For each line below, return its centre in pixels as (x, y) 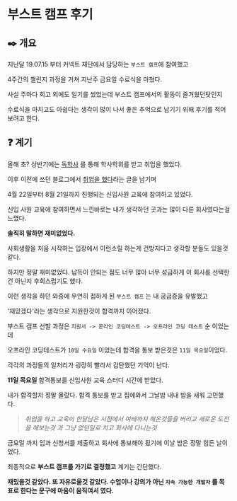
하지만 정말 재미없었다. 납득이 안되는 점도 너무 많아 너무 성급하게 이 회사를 (109, 272)
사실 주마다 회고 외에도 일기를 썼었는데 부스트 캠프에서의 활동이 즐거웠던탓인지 (115, 94)
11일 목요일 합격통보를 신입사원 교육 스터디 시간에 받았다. (86, 380)
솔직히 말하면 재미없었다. (41, 233)
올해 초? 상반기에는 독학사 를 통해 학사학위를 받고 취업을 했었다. (95, 164)
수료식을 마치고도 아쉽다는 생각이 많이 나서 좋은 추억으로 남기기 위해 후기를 (110, 109)
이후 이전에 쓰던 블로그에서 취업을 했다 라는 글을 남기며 (82, 179)
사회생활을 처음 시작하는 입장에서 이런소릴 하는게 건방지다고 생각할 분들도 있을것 (118, 248)
